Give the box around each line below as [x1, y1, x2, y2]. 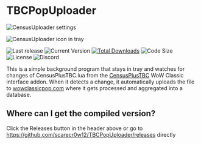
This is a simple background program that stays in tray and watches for [6, 65, 185, 73]
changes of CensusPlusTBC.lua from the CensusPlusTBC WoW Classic [6, 71, 184, 79]
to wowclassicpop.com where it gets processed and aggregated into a [6, 84, 183, 91]
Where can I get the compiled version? [6, 108, 156, 119]
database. [6, 91, 32, 98]
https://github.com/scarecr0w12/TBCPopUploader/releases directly [6, 131, 176, 138]
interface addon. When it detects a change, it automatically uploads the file [6, 78, 195, 85]
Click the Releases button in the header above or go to [6, 125, 143, 132]
